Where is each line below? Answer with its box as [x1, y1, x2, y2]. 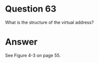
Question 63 [5, 3, 56, 15]
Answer [5, 36, 38, 47]
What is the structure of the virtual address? [5, 19, 94, 25]
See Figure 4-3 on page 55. [5, 52, 61, 58]
